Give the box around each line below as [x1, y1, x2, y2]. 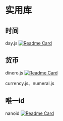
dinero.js [5, 69, 24, 76]
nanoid [5, 110, 20, 116]
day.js [5, 40, 18, 46]
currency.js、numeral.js [5, 80, 54, 86]
